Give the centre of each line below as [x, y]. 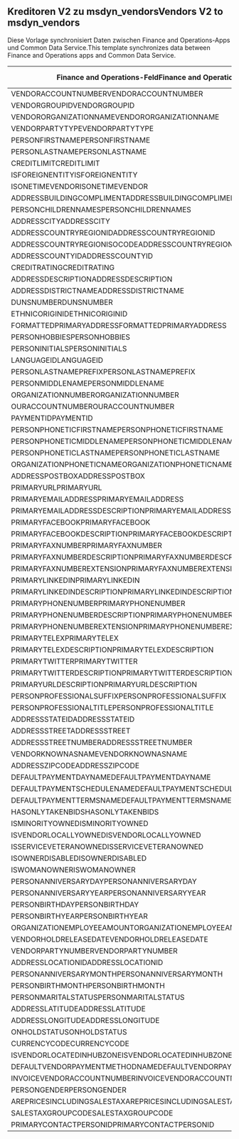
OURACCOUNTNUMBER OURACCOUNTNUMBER [93, 406]
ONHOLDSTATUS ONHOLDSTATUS [69, 1031]
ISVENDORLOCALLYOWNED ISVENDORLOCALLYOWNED [106, 835]
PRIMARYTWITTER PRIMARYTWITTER [74, 661]
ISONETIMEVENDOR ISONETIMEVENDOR [79, 186]
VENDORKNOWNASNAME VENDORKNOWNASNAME [99, 753]
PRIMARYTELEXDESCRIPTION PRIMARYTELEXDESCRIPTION [112, 649]
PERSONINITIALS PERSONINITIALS [69, 349]
